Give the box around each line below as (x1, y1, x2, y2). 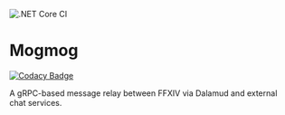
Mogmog (9, 41, 79, 61)
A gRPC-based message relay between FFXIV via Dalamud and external (9, 87, 278, 99)
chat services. (9, 97, 62, 108)
